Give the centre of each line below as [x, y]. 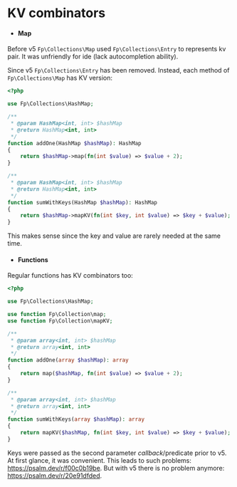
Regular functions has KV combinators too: [70, 276]
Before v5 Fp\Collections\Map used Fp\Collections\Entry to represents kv [117, 49]
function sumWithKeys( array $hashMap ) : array [76, 419]
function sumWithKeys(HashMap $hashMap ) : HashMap [83, 202]
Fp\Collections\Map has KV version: [60, 78]
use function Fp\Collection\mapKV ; [60, 321]
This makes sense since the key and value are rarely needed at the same [114, 236]
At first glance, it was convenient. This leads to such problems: [100, 460]
